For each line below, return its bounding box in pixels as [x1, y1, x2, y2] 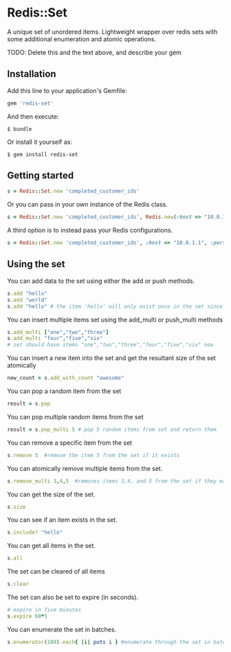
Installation [7, 68, 56, 80]
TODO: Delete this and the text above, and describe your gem [7, 48, 182, 56]
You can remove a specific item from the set [7, 439, 133, 447]
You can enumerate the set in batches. [7, 625, 117, 633]
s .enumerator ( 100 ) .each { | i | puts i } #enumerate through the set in [7, 638, 211, 645]
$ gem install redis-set [7, 151, 78, 158]
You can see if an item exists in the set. [7, 516, 118, 524]
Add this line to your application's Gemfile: [7, 86, 127, 94]
